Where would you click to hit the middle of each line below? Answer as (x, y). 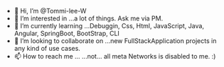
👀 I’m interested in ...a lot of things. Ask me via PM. (89, 18)
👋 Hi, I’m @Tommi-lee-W (50, 11)
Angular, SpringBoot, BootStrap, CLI (66, 33)
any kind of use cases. (47, 48)
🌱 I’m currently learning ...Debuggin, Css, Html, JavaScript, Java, (109, 26)
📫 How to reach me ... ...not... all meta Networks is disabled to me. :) (115, 56)
